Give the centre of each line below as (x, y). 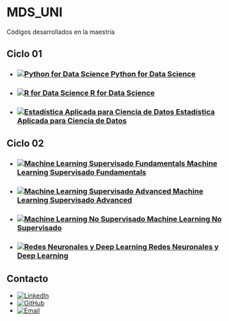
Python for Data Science (153, 74)
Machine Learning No (185, 219)
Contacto (27, 278)
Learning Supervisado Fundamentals (81, 172)
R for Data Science (123, 93)
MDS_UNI (35, 12)
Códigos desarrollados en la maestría (61, 32)
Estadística (196, 112)
